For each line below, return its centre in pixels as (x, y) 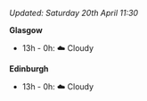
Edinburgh (29, 69)
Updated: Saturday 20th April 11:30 (74, 13)
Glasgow (26, 30)
